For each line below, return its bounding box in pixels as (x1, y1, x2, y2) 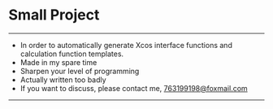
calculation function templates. (19, 49, 124, 59)
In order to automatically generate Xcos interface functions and (19, 40, 233, 50)
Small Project (8, 6, 100, 24)
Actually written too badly (19, 75, 107, 85)
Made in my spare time (19, 57, 97, 67)
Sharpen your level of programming (19, 66, 140, 76)
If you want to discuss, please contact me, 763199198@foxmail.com (19, 83, 248, 93)
